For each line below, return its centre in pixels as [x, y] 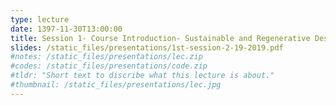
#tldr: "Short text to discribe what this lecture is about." [142, 76]
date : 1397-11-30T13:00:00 [66, 29]
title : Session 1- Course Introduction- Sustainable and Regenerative [160, 38]
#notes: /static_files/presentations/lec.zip [106, 57]
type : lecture [40, 19]
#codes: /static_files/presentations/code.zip [109, 66]
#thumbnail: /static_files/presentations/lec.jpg [116, 85]
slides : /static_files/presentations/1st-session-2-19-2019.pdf [147, 47]
